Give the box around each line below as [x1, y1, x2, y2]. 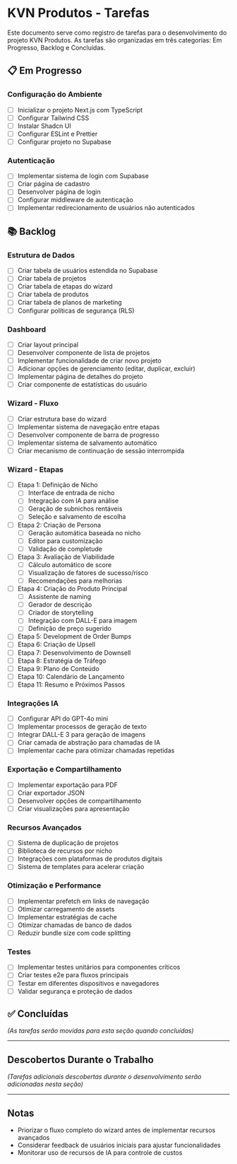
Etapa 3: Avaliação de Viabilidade [17, 552, 115, 561]
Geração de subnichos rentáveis [28, 504, 123, 513]
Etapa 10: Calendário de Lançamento [17, 672, 125, 680]
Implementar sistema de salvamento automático [17, 438, 157, 447]
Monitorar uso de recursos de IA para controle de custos [17, 1148, 183, 1157]
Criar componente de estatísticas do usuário [17, 380, 147, 389]
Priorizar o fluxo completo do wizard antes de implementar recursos [17, 1126, 216, 1134]
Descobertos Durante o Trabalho [7, 1054, 154, 1066]
